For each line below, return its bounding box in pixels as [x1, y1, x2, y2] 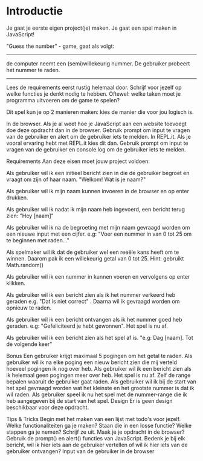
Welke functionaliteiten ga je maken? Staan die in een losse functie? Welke [6, 422, 192, 429]
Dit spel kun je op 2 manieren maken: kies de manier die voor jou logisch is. [6, 108, 194, 116]
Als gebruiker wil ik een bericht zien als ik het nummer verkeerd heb [6, 291, 176, 298]
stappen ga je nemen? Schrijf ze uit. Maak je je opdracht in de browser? [6, 428, 185, 436]
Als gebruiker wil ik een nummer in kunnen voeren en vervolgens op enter [6, 273, 190, 280]
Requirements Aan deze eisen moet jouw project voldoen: [6, 158, 150, 165]
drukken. [6, 194, 28, 201]
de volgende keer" [6, 340, 53, 348]
